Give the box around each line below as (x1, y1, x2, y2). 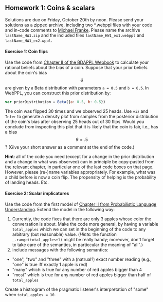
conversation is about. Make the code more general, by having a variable (12, 221, 159, 227)
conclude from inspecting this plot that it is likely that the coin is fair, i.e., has (5, 124, 158, 129)
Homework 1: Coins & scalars (5, 4, 95, 12)
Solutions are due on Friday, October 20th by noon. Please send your (5, 17, 144, 22)
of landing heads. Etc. (5, 179, 49, 185)
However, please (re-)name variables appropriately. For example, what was (5, 169, 156, 175)
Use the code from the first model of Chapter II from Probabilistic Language (5, 201, 157, 207)
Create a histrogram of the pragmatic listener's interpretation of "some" (5, 286, 148, 292)
